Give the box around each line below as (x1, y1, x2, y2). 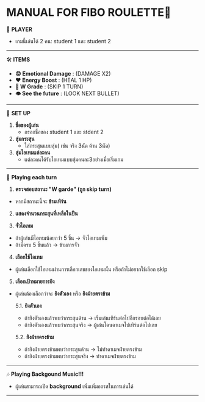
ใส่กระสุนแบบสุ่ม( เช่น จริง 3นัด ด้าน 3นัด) (24, 142, 110, 149)
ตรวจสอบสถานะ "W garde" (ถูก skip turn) (15, 185, 112, 193)
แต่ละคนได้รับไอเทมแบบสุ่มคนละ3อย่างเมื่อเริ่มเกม (24, 156, 124, 163)
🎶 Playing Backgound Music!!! (6, 370, 84, 378)
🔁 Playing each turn (6, 173, 57, 181)
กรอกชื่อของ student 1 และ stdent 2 (24, 128, 104, 135)
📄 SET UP (6, 109, 31, 117)
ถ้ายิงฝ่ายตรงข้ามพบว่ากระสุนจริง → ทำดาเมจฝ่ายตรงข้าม (24, 352, 136, 359)
